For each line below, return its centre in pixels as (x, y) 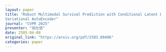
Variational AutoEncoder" (32, 19)
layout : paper (20, 10)
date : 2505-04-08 (23, 33)
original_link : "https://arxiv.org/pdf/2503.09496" (59, 38)
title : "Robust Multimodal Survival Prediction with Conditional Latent (82, 14)
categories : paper (24, 42)
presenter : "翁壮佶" (25, 28)
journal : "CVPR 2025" (27, 24)
